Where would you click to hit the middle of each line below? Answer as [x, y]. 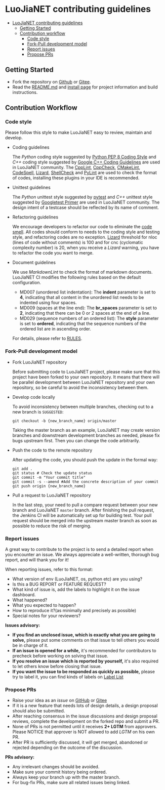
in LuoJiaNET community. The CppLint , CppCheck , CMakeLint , [76, 167]
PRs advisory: [20, 757]
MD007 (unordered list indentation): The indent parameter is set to [88, 292]
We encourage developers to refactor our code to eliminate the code [82, 227]
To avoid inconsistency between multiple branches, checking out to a [83, 407]
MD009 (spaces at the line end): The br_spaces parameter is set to [88, 308]
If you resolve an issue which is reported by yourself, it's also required [85, 661]
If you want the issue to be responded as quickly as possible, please [83, 672]
